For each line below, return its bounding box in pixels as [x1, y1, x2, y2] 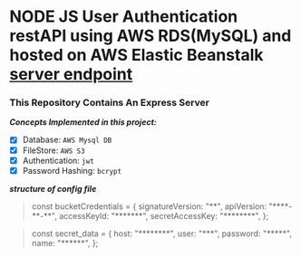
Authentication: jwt [22, 155, 95, 166]
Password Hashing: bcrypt [22, 165, 122, 176]
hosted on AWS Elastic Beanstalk [9, 45, 265, 65]
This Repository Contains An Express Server [9, 97, 210, 109]
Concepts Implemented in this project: [9, 117, 157, 128]
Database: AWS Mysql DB [22, 134, 112, 146]
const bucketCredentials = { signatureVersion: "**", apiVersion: [31, 201, 267, 212]
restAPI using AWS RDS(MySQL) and [9, 25, 292, 46]
